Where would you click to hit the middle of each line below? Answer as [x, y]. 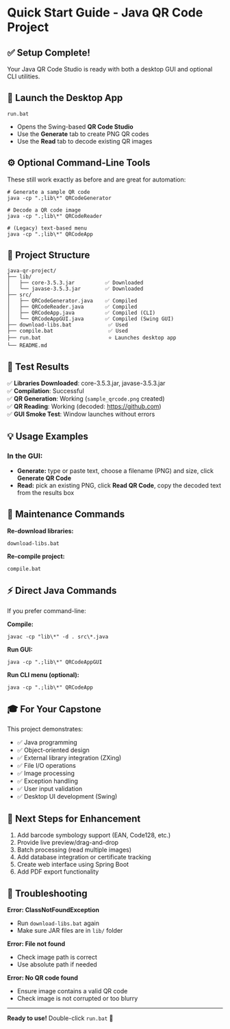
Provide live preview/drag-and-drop [67, 843]
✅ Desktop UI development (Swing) [67, 797]
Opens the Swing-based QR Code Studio [75, 126]
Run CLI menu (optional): [43, 674]
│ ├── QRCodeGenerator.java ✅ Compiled [72, 301]
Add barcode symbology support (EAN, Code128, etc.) [94, 835]
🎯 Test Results [38, 367]
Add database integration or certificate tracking [84, 857]
